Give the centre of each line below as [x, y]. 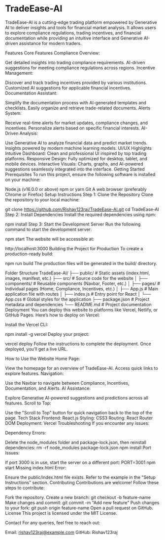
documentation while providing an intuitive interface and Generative [74, 38]
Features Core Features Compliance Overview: [52, 53]
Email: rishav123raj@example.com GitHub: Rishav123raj [62, 532]
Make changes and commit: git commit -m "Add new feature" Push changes [82, 502]
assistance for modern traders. [50, 43]
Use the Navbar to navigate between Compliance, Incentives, [67, 383]
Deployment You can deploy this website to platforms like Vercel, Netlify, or [82, 310]
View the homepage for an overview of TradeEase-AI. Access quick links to [82, 368]
